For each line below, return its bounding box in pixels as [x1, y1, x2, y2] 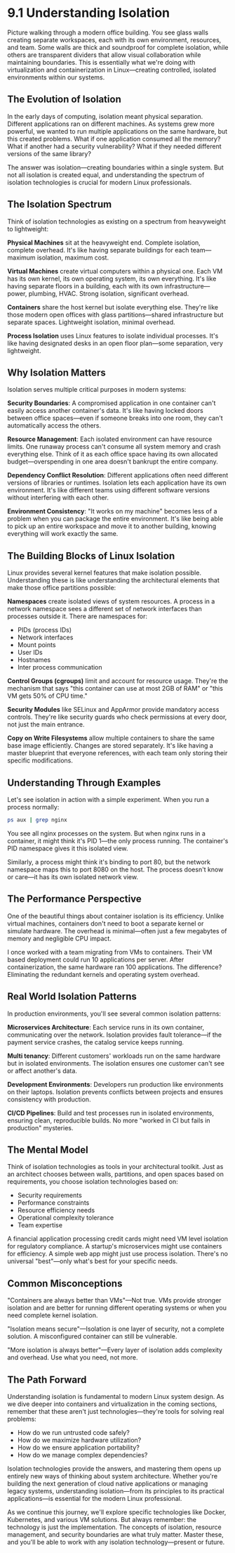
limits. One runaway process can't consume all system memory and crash [7, 442, 221, 451]
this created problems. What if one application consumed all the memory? [7, 134, 221, 143]
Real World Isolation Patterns [7, 990, 137, 1003]
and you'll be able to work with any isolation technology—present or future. [7, 1538, 225, 1546]
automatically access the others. [7, 421, 102, 430]
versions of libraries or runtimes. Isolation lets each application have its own [7, 478, 227, 487]
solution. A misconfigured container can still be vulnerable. [7, 1332, 177, 1341]
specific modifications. [7, 756, 74, 765]
